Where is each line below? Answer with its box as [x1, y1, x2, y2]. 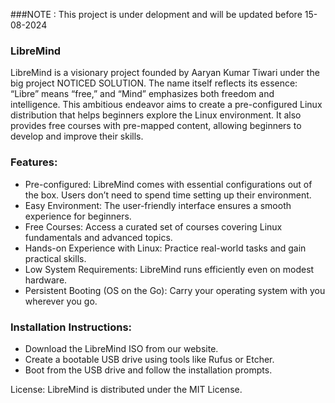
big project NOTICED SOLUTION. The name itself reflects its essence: [10, 77, 298, 89]
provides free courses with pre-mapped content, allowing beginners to [10, 120, 302, 132]
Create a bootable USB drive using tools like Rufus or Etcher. [24, 353, 275, 365]
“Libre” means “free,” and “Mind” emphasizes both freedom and [10, 88, 275, 100]
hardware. [24, 274, 68, 286]
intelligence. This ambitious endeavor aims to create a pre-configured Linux [10, 99, 323, 111]
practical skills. [24, 252, 87, 264]
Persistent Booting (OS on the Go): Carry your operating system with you [24, 284, 326, 296]
